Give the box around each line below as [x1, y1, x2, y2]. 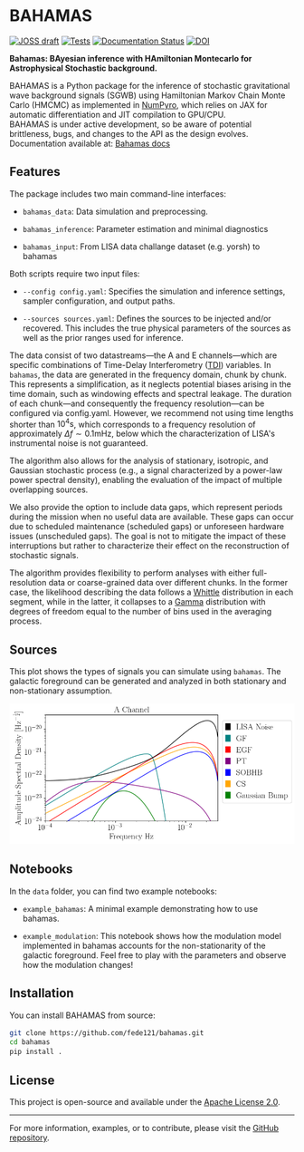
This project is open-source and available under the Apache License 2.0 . [9, 1096, 280, 1107]
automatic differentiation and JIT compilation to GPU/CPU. [9, 109, 226, 120]
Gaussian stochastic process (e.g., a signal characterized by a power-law [9, 465, 283, 476]
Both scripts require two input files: [9, 268, 140, 279]
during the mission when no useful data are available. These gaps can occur [9, 511, 294, 522]
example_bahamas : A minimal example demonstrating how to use [22, 903, 259, 914]
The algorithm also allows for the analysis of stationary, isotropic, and [9, 455, 269, 467]
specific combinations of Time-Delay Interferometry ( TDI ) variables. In [9, 359, 271, 370]
